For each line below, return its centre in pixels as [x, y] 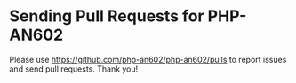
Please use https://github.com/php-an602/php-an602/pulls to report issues [148, 59]
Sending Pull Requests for [107, 16]
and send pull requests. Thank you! [74, 69]
